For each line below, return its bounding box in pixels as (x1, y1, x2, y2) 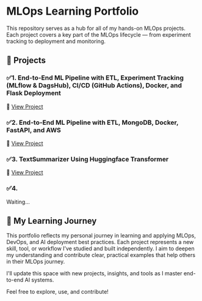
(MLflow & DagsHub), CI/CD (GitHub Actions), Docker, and (6, 81, 182, 90)
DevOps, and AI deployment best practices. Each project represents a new (6, 239, 194, 246)
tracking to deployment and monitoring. (6, 37, 106, 45)
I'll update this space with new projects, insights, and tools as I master (6, 270, 182, 277)
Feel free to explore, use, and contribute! (6, 288, 109, 295)
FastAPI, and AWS (6, 125, 61, 134)
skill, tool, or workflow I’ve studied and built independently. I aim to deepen (6, 245, 195, 252)
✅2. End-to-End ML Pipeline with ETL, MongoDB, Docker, (6, 118, 179, 127)
